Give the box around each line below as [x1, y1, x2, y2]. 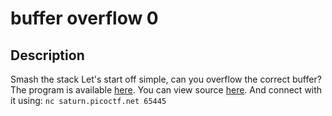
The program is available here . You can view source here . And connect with [10, 84, 323, 96]
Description [10, 47, 85, 64]
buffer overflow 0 [10, 7, 159, 30]
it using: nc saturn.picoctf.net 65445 [10, 95, 167, 106]
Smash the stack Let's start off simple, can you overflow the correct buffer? [10, 73, 322, 85]
